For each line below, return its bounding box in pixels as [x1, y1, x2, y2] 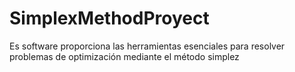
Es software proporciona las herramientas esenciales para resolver [9, 40, 286, 52]
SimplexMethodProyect [9, 7, 210, 30]
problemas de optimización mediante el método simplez [9, 50, 240, 62]
